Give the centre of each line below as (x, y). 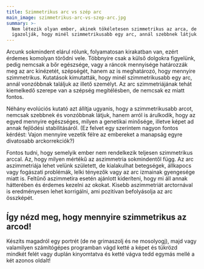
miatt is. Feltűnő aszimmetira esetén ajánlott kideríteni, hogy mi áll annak (97, 179)
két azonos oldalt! (29, 260)
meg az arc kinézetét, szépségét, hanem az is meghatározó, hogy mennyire (101, 71)
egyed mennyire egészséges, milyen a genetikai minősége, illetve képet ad (100, 121)
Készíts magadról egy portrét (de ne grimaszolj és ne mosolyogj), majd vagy (101, 241)
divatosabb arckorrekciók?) (40, 141)
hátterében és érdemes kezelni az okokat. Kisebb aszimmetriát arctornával (100, 185)
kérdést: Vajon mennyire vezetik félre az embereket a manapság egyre (94, 135)
